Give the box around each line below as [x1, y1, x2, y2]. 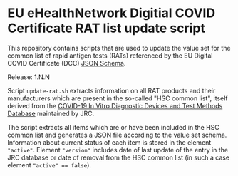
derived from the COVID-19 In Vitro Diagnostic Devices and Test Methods [7, 101, 223, 110]
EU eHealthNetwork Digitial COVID [7, 5, 216, 21]
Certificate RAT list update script [7, 20, 205, 36]
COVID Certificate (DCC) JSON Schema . [7, 58, 126, 67]
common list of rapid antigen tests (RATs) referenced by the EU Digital [7, 51, 213, 60]
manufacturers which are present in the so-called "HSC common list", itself [7, 94, 228, 103]
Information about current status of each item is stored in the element [7, 138, 212, 147]
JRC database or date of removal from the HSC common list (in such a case [7, 153, 230, 162]
